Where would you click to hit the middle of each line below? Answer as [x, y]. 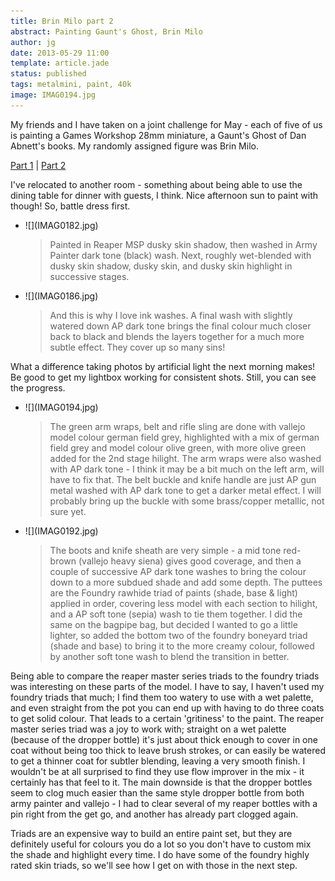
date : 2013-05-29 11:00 [60, 53]
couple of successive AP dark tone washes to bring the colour [178, 571]
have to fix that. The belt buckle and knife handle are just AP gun [183, 479]
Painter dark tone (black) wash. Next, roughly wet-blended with [180, 255]
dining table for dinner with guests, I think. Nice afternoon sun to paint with [164, 195]
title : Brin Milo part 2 [62, 21]
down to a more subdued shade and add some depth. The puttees [186, 582]
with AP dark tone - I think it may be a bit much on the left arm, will [187, 469]
